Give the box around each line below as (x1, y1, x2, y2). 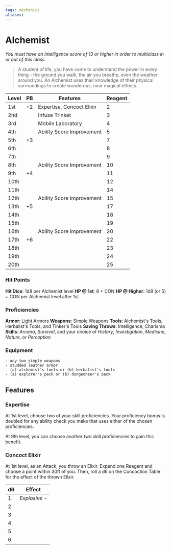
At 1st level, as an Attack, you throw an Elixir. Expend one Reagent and (5, 463, 153, 469)
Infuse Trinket (38, 112, 71, 119)
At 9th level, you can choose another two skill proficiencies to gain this (5, 434, 154, 440)
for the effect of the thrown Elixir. (5, 474, 75, 480)
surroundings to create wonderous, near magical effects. (17, 83, 138, 89)
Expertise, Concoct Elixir (38, 103, 97, 110)
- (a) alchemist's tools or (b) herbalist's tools (5, 367, 115, 373)
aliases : (5, 12, 24, 17)
